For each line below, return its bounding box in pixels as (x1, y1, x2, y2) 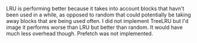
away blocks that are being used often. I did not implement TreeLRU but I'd (6, 18, 189, 24)
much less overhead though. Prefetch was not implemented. (6, 30, 153, 37)
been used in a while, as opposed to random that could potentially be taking (6, 11, 191, 18)
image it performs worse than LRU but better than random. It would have (6, 24, 183, 31)
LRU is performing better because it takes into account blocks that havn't (6, 5, 185, 12)
